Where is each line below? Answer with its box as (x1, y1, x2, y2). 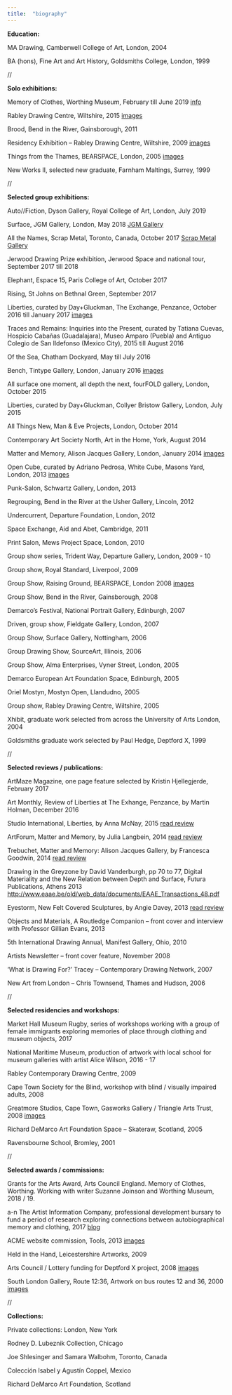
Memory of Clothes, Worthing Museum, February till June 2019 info (7, 98, 202, 106)
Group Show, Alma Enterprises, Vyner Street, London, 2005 (7, 661, 179, 669)
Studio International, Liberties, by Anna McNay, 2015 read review (7, 819, 195, 827)
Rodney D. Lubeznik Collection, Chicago (7, 1339, 123, 1347)
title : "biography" (7, 10, 68, 18)
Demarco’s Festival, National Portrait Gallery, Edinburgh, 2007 (7, 606, 186, 614)
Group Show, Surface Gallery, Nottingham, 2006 (7, 633, 147, 642)
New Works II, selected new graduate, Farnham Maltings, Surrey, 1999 (7, 166, 210, 174)
